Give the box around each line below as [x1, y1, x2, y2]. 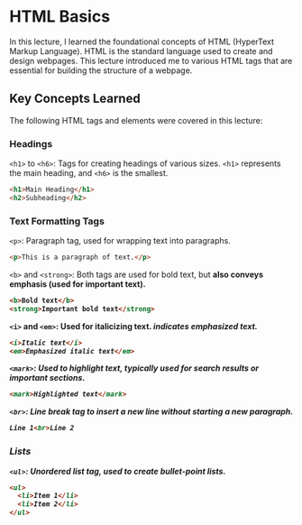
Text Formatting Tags [9, 215, 105, 227]
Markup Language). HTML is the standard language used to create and [9, 45, 273, 56]
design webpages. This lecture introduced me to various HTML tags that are [9, 55, 293, 66]
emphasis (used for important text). [9, 278, 146, 290]
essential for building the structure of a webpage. [9, 65, 193, 76]
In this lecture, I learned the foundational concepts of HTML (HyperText [9, 36, 275, 47]
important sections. [9, 373, 86, 383]
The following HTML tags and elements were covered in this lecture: [9, 115, 263, 125]
